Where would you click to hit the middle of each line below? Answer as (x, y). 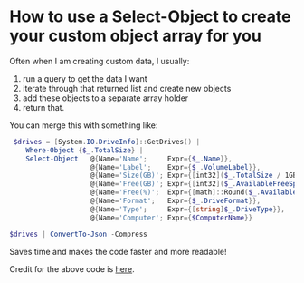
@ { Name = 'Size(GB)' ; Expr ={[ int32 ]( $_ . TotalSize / (185, 176)
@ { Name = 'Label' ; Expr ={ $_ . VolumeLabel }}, (175, 167)
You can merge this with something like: (84, 125)
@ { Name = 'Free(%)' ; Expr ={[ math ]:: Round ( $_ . (175, 192)
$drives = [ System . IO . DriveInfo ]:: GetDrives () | (107, 141)
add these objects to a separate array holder (105, 98)
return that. (43, 107)
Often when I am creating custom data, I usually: (100, 61)
